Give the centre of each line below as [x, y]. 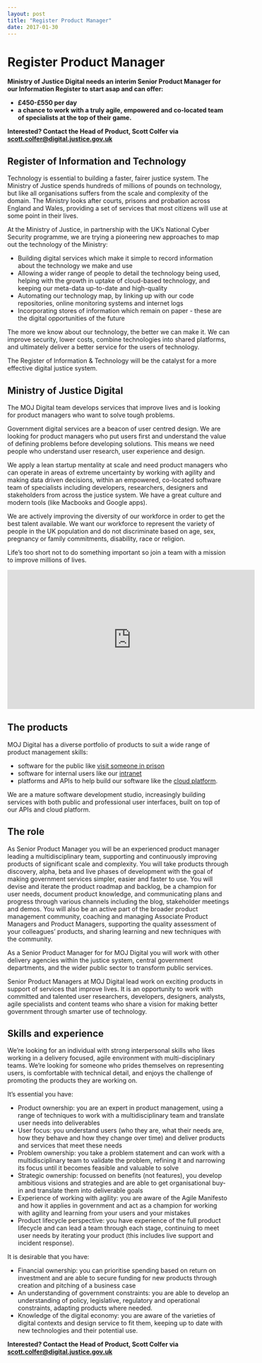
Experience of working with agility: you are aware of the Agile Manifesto [122, 1198]
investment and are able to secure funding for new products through [117, 1278]
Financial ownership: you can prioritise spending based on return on [117, 1270]
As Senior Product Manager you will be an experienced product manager [114, 848]
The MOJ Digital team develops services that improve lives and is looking [114, 407]
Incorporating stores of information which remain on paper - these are [120, 311]
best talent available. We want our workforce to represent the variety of [111, 523]
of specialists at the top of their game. [75, 118]
